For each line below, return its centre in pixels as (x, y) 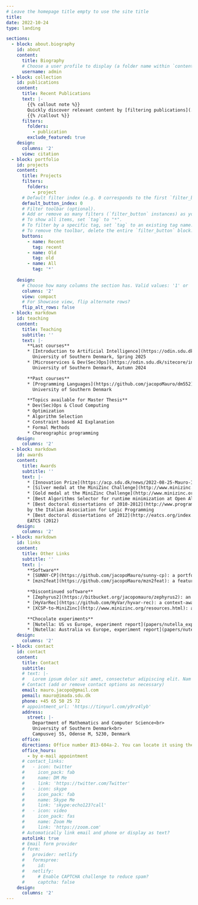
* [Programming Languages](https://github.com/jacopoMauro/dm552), (112, 384)
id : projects (33, 165)
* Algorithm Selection (55, 417)
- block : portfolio (35, 159)
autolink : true (40, 838)
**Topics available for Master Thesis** (77, 400)
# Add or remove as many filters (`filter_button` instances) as (103, 214)
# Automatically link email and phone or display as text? (95, 832)
